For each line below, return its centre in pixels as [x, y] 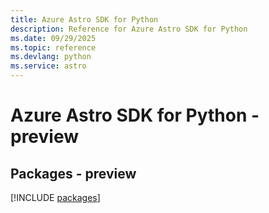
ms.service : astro [48, 66]
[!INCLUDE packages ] [55, 197]
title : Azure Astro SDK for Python [84, 19]
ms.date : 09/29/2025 [53, 38]
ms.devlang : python [51, 57]
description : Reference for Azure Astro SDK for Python [129, 29]
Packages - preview [73, 173]
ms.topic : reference [53, 47]
